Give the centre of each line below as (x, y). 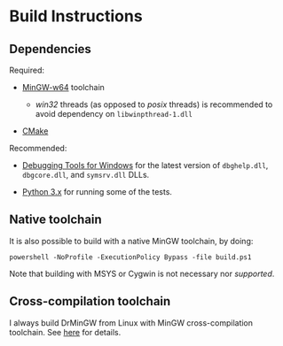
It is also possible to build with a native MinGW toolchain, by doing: (131, 241)
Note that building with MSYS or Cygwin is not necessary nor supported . (142, 273)
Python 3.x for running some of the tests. (97, 192)
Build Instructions (76, 16)
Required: (27, 70)
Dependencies (50, 49)
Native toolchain (55, 220)
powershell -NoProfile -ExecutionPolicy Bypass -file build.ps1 (130, 257)
